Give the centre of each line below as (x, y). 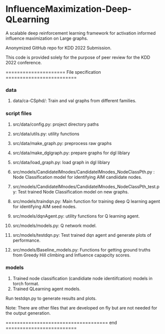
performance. (27, 240)
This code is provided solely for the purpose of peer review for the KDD (78, 57)
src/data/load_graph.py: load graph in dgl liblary (61, 162)
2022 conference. (24, 62)
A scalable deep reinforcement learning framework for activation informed (81, 33)
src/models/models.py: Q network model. (55, 225)
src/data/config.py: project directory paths (56, 124)
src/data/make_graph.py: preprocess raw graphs (62, 143)
